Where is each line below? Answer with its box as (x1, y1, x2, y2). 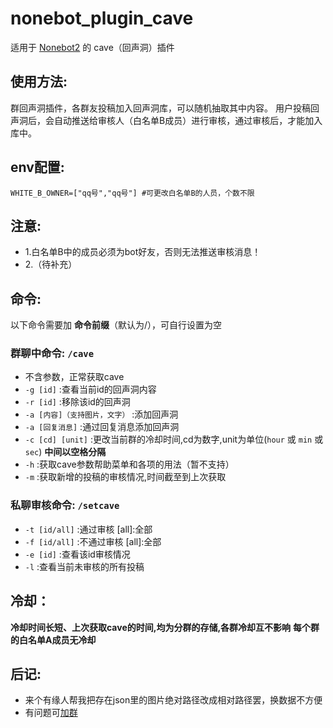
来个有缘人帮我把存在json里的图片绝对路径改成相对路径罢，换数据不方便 (24, 694, 323, 706)
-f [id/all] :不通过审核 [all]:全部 (24, 535, 162, 547)
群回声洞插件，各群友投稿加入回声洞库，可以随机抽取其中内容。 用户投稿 (10, 102, 311, 114)
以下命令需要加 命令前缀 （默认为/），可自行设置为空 (10, 319, 222, 331)
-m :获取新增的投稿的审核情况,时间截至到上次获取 (24, 471, 227, 483)
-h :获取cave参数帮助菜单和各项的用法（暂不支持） (24, 458, 235, 471)
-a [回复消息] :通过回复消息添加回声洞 (24, 421, 180, 433)
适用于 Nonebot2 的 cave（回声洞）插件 (10, 41, 175, 53)
